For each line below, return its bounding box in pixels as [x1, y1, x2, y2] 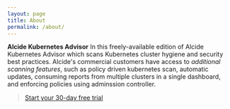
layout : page [7, 10, 46, 18]
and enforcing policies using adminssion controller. [7, 80, 156, 89]
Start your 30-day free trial [24, 94, 103, 102]
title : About [7, 17, 46, 24]
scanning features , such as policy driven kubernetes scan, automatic [7, 65, 209, 74]
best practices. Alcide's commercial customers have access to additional [7, 58, 221, 66]
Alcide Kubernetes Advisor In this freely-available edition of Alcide [7, 43, 204, 51]
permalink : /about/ [7, 23, 65, 30]
